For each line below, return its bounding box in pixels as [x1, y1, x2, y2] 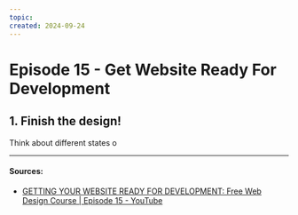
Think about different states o [9, 137, 117, 147]
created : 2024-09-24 [9, 21, 86, 30]
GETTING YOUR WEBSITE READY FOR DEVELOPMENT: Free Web [21, 186, 262, 196]
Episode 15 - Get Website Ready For [9, 60, 277, 80]
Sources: [9, 166, 43, 177]
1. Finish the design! [9, 114, 122, 129]
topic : [9, 12, 34, 22]
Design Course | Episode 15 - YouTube [21, 195, 163, 205]
